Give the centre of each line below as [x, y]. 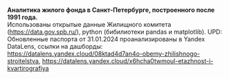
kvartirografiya [28, 68]
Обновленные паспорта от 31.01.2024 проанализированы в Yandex [106, 39]
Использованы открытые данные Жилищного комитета [89, 24]
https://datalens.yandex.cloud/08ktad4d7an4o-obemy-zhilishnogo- [104, 54]
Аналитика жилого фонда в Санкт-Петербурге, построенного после [111, 10]
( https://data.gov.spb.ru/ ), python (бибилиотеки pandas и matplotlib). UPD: [115, 32]
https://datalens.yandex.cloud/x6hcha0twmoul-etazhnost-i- [128, 61]
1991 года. [22, 17]
